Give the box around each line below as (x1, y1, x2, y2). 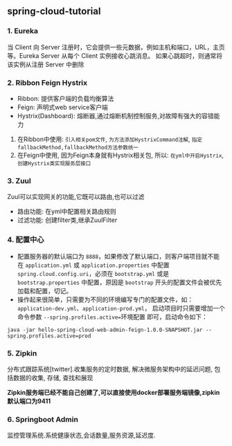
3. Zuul (7, 176, 31, 185)
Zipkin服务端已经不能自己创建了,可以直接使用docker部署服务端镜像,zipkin (7, 388, 220, 396)
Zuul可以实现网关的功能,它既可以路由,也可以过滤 (7, 193, 145, 201)
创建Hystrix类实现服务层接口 (17, 160, 91, 167)
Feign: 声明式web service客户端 (17, 103, 109, 111)
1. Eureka (7, 26, 39, 36)
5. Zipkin (7, 349, 37, 358)
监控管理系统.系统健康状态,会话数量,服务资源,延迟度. (7, 431, 156, 440)
